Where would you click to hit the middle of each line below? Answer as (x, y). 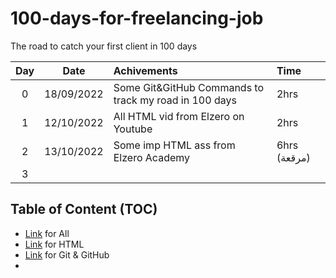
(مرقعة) (293, 157)
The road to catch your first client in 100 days (104, 46)
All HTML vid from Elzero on (179, 116)
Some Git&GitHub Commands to (189, 87)
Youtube (133, 129)
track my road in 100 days (175, 100)
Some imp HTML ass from (174, 145)
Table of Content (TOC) (84, 209)
